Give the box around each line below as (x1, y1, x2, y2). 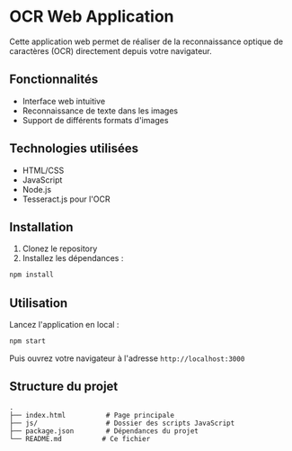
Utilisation (9, 295, 68, 311)
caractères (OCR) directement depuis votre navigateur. (9, 45, 213, 56)
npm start (9, 337, 47, 346)
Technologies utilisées (9, 141, 139, 157)
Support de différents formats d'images (22, 114, 169, 125)
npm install (9, 270, 54, 280)
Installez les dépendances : (22, 253, 124, 264)
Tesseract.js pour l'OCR (22, 194, 111, 204)
